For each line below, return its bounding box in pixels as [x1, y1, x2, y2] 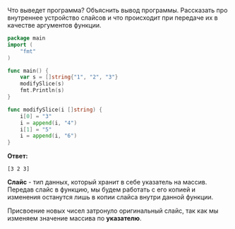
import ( [7, 41, 33, 48]
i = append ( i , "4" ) [20, 119, 78, 127]
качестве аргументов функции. [7, 21, 102, 29]
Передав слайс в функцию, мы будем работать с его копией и [7, 185, 196, 194]
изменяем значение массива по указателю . [7, 214, 142, 223]
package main [7, 35, 46, 42]
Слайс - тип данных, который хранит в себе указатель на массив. [7, 178, 207, 187]
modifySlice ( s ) [20, 81, 65, 88]
